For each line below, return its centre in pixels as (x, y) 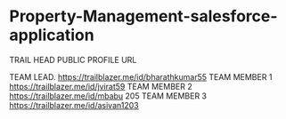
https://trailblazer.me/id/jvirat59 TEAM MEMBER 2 (101, 86)
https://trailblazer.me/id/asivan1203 (74, 105)
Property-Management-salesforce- (143, 16)
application (52, 35)
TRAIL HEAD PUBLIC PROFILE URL (73, 59)
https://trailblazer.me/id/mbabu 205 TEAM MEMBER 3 (108, 96)
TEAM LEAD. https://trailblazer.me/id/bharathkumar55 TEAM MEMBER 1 (141, 76)
